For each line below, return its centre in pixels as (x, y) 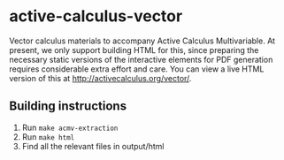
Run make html (48, 137)
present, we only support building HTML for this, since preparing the (134, 50)
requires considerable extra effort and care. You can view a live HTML (137, 69)
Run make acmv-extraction (70, 127)
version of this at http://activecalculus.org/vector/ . (100, 78)
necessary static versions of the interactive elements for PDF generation (141, 59)
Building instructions (68, 107)
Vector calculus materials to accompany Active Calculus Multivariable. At (142, 41)
